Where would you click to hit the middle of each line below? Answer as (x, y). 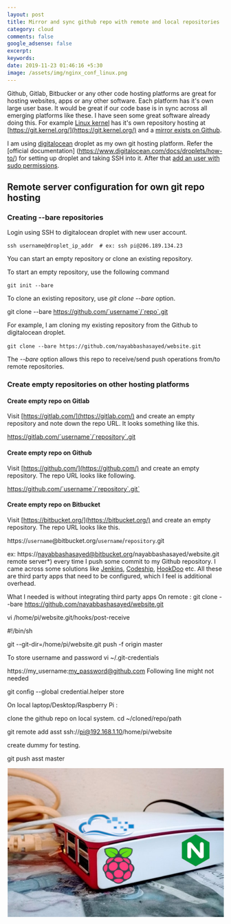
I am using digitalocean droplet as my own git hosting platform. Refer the (110, 143)
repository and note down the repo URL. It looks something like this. (103, 424)
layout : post (26, 14)
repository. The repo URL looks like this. (64, 527)
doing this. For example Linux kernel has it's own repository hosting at (107, 122)
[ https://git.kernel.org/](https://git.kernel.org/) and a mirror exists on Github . (114, 130)
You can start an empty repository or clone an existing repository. (100, 259)
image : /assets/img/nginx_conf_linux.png (67, 72)
